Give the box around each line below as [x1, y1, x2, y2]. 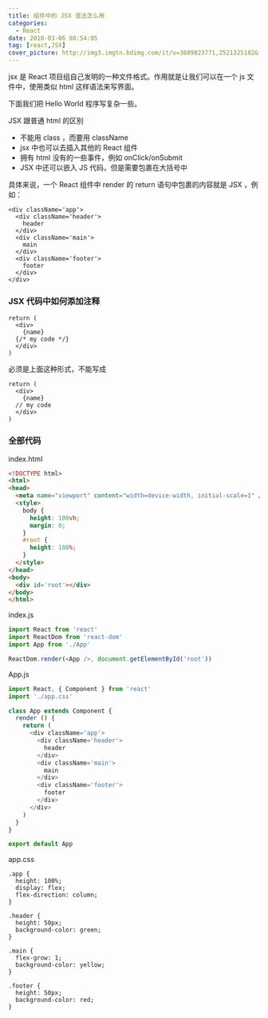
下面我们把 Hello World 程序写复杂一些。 [8, 99, 142, 108]
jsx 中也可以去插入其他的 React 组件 [19, 143, 138, 152]
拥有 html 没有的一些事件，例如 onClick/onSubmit [19, 153, 183, 162]
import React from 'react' [8, 625, 98, 634]
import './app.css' [8, 693, 73, 701]
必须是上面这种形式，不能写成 [8, 365, 106, 374]
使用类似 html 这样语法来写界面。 [29, 82, 139, 91]
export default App [8, 840, 73, 848]
